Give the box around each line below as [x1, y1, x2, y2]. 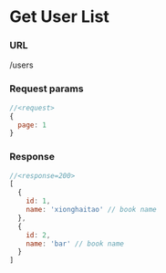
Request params [9, 82, 84, 95]
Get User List [9, 6, 109, 27]
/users [9, 59, 34, 70]
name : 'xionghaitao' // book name [26, 205, 157, 215]
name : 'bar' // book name [26, 239, 125, 248]
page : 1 [17, 121, 47, 130]
